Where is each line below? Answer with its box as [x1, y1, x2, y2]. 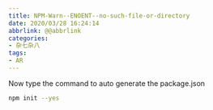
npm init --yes [8, 94, 60, 102]
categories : [8, 34, 49, 43]
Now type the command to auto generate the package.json [8, 78, 205, 88]
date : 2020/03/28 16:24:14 [8, 19, 100, 27]
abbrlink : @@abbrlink [8, 26, 82, 35]
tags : [8, 49, 27, 57]
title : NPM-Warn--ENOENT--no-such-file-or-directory [8, 11, 190, 20]
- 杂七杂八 [8, 42, 40, 50]
